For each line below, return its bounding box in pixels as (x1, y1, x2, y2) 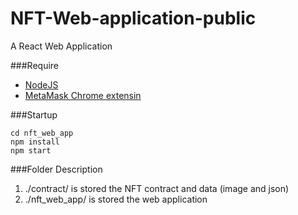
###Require (10, 59, 60, 71)
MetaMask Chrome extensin (24, 89, 142, 101)
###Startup (10, 108, 58, 121)
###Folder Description (10, 163, 103, 175)
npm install (10, 137, 60, 147)
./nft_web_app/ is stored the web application (24, 193, 208, 205)
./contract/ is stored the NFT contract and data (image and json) (24, 182, 290, 194)
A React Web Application (10, 40, 113, 52)
